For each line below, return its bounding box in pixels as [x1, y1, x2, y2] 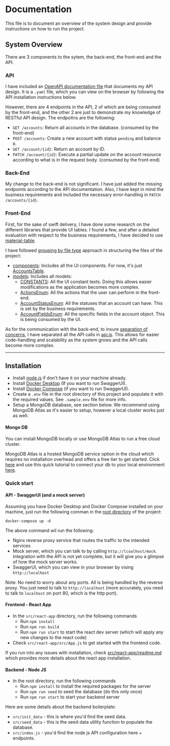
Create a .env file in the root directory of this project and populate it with [12, 391, 163, 397]
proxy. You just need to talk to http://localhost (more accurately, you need [5, 584, 163, 591]
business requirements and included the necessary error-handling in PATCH [5, 191, 161, 198]
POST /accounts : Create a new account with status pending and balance [12, 135, 161, 141]
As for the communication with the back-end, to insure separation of [5, 326, 148, 332]
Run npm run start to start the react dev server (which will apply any [20, 629, 163, 635]
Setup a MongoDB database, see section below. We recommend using [12, 402, 160, 408]
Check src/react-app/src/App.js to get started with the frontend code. [12, 640, 161, 646]
